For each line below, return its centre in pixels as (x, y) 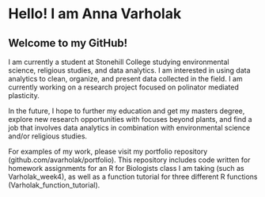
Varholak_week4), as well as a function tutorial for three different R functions (133, 176)
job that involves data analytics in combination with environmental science (129, 128)
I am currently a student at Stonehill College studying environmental (119, 62)
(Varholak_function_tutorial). (54, 185)
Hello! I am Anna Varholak (95, 14)
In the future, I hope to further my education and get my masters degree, (127, 111)
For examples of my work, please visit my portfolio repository (108, 152)
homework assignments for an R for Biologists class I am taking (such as (126, 168)
